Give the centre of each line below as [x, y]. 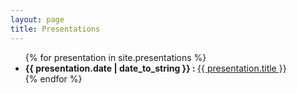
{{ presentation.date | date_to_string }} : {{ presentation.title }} [155, 68]
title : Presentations [55, 29]
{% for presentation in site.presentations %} [115, 57]
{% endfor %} [53, 78]
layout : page [37, 19]
